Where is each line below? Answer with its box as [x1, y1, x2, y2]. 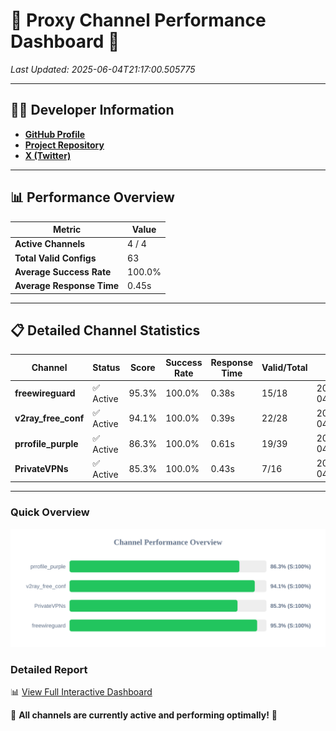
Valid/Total [261, 362, 308, 374]
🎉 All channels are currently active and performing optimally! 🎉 [10, 709, 278, 721]
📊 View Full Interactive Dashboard [10, 685, 153, 698]
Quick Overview [10, 505, 90, 519]
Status [92, 362, 121, 374]
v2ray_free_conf [14, 412, 85, 424]
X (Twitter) [24, 149, 72, 161]
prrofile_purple [14, 437, 79, 449]
